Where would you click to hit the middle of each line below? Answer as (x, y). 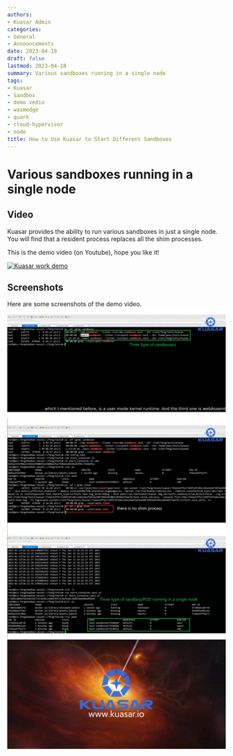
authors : (20, 15)
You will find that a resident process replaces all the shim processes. (105, 239)
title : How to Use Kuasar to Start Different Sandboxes (89, 139)
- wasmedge (23, 110)
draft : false (26, 59)
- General (21, 37)
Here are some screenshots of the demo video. (75, 304)
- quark (18, 117)
